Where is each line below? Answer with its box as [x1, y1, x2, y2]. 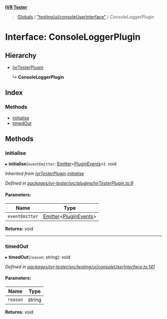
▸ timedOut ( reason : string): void [5, 254, 71, 260]
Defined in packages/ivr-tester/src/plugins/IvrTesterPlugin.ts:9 [5, 180, 133, 186]
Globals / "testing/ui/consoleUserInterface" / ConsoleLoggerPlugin [17, 14, 155, 19]
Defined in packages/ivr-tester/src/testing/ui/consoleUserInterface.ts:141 [5, 264, 155, 270]
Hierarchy [5, 51, 37, 59]
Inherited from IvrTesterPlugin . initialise [5, 171, 84, 177]
